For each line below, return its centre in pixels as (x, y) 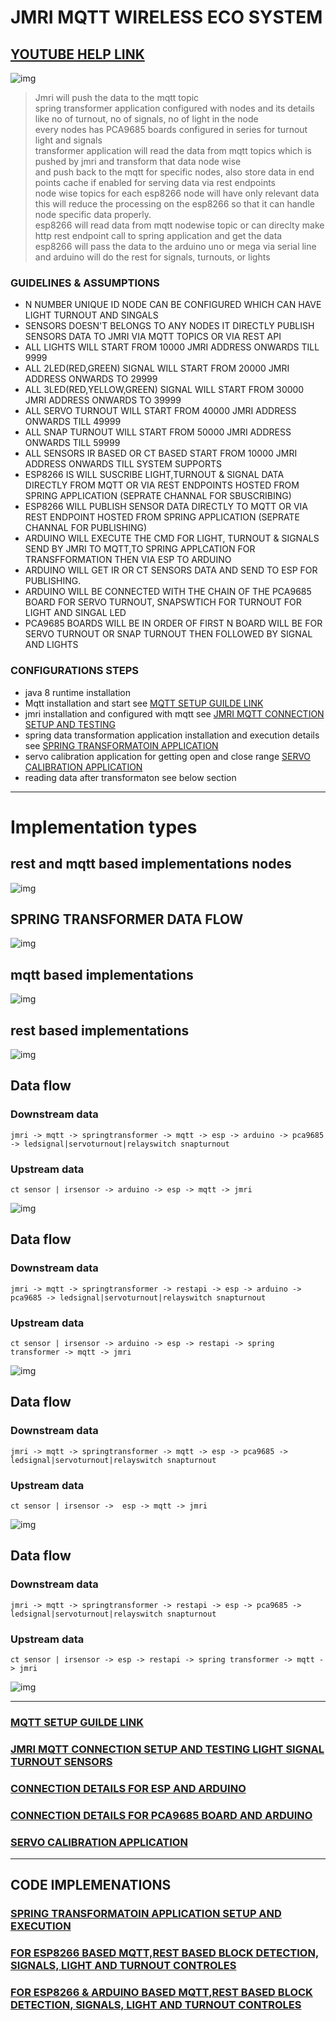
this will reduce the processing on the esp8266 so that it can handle (174, 204)
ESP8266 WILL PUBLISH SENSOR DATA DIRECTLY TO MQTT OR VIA (166, 507)
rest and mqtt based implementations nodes (151, 864)
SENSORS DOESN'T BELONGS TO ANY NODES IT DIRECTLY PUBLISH (169, 326)
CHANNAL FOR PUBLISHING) (86, 528)
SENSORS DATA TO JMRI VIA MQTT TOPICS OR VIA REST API (153, 337)
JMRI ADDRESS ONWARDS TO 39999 (103, 400)
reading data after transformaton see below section (130, 777)
